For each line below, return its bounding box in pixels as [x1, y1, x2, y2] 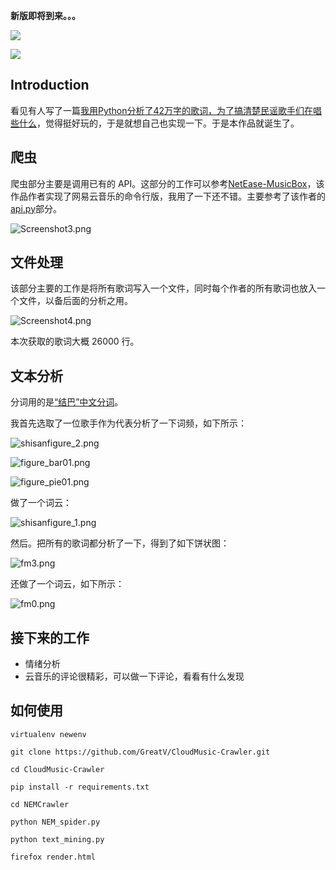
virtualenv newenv [10, 729, 87, 739]
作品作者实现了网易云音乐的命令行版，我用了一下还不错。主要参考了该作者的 [10, 190, 326, 202]
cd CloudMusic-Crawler [10, 764, 105, 774]
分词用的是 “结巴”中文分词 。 [10, 396, 124, 408]
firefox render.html [10, 852, 97, 862]
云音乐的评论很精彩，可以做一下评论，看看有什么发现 [24, 670, 245, 683]
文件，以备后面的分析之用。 [18, 295, 133, 307]
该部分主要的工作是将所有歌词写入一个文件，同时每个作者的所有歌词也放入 [10, 282, 317, 294]
